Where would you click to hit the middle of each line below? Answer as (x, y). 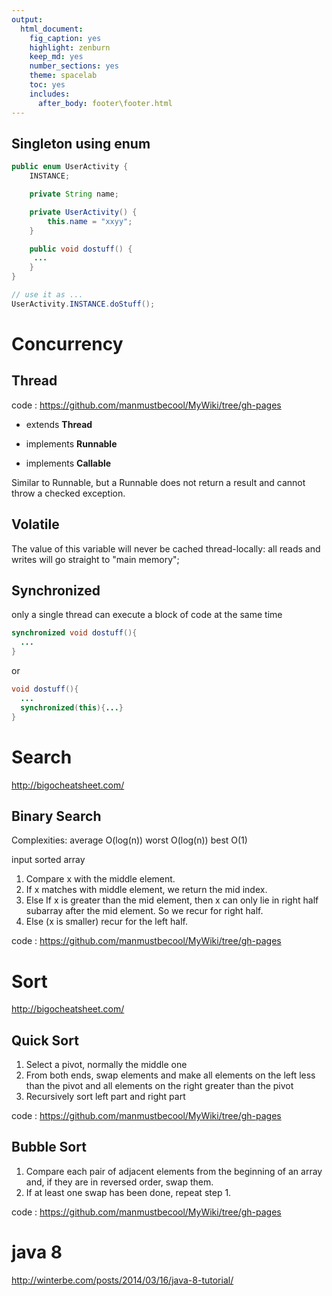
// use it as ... (47, 295)
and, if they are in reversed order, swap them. (119, 1182)
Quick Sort (45, 1040)
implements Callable (68, 463)
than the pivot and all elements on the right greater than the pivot (159, 1086)
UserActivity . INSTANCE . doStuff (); (83, 304)
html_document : (52, 29)
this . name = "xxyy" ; (90, 221)
